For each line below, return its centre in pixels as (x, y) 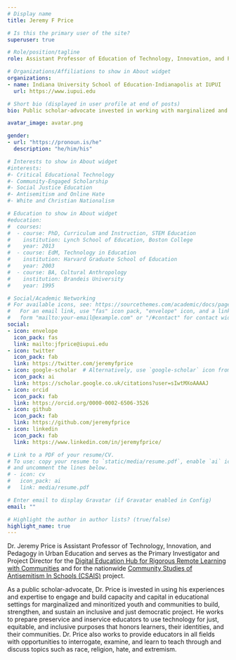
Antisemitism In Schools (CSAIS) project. (66, 576)
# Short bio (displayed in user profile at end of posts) (94, 104)
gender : (19, 136)
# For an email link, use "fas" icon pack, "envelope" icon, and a (111, 311)
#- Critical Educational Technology (61, 174)
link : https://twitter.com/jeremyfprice (73, 364)
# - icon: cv (26, 475)
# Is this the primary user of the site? (69, 33)
